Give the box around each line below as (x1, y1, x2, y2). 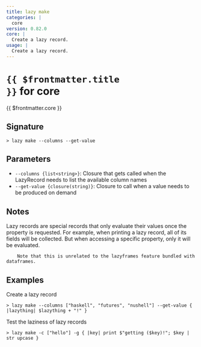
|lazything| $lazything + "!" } (6, 307, 87, 313)
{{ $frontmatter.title (6, 73, 120, 85)
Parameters (6, 154, 51, 164)
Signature (6, 121, 44, 132)
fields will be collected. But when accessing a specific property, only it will (6, 235, 191, 242)
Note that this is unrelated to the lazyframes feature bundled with (17, 253, 196, 259)
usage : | (6, 43, 28, 49)
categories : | (6, 14, 42, 20)
